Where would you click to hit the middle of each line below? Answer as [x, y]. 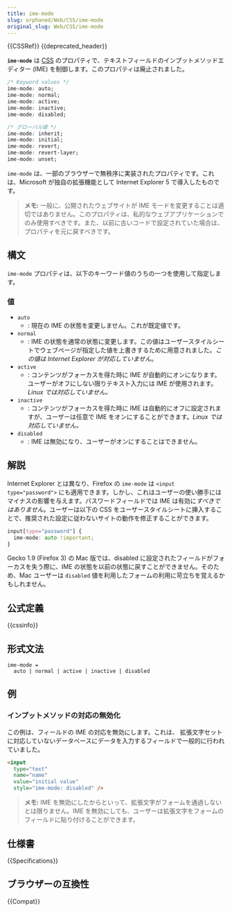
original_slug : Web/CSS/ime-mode [55, 26]
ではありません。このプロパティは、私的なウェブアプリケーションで [127, 214]
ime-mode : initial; [35, 140]
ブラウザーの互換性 [48, 884]
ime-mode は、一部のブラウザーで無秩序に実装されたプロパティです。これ [111, 173]
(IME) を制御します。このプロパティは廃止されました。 [110, 69]
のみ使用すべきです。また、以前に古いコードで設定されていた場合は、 [124, 222]
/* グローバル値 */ [32, 127]
